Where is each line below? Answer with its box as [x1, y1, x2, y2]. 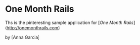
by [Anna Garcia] [5, 34, 40, 40]
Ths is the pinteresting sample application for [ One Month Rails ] [5, 20, 135, 25]
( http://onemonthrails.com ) [5, 24, 60, 30]
